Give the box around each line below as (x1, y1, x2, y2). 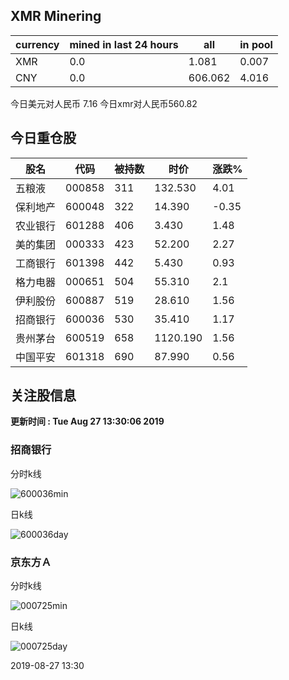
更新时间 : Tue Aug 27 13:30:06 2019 (10, 415, 165, 428)
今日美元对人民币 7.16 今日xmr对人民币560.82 (10, 97, 198, 109)
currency (15, 37, 60, 51)
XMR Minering (10, 8, 102, 25)
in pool (239, 37, 273, 51)
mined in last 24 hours (69, 37, 179, 51)
